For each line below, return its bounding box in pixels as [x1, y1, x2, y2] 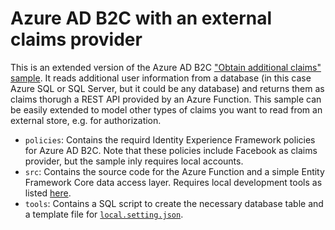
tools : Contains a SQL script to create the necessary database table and [24, 197, 324, 209]
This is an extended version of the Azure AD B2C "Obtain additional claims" [10, 61, 322, 73]
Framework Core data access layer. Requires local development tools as [24, 176, 323, 188]
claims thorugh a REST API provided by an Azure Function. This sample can [10, 93, 322, 105]
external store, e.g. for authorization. [10, 114, 162, 126]
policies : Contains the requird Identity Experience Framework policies [24, 133, 316, 146]
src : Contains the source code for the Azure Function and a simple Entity [24, 165, 325, 177]
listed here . [24, 187, 72, 199]
